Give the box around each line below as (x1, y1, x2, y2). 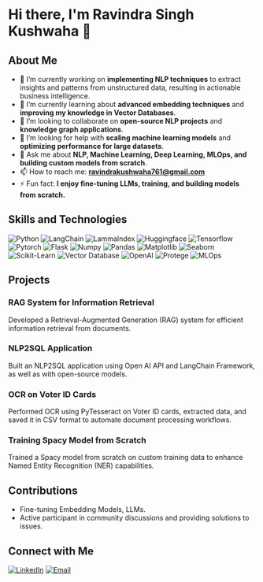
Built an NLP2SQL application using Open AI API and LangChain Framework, (8, 361, 256, 370)
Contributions (8, 484, 78, 497)
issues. (19, 521, 43, 531)
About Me (8, 54, 57, 67)
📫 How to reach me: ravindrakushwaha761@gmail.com (19, 167, 206, 176)
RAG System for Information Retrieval (8, 297, 155, 308)
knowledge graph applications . (19, 124, 124, 134)
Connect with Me (8, 544, 94, 558)
